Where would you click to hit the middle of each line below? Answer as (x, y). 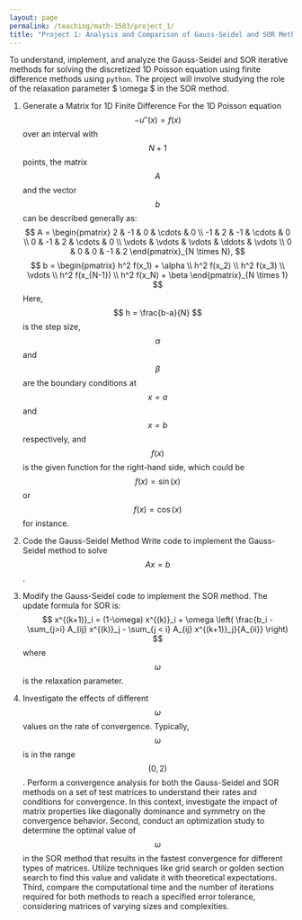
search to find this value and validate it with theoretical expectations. (150, 878)
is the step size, (51, 327)
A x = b (158, 565)
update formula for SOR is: (71, 606)
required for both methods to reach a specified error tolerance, (139, 897)
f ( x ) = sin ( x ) (158, 481)
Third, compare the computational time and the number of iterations (148, 888)
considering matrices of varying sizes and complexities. (125, 907)
